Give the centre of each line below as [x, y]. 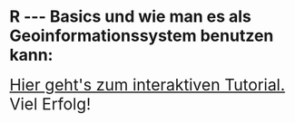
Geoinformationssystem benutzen [142, 36]
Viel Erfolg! [50, 104]
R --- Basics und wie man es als [131, 17]
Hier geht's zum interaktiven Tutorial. [147, 85]
